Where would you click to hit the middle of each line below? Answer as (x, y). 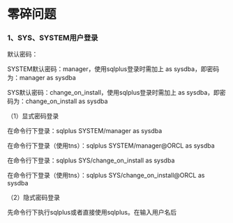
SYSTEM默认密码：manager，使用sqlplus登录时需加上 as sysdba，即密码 (113, 69)
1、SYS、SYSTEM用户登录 (53, 38)
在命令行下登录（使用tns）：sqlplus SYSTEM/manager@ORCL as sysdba (111, 146)
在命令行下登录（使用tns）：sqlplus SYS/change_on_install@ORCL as (106, 176)
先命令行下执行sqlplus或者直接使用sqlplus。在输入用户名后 (92, 213)
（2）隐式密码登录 (34, 198)
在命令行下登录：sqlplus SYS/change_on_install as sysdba (91, 160)
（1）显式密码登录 (33, 116)
